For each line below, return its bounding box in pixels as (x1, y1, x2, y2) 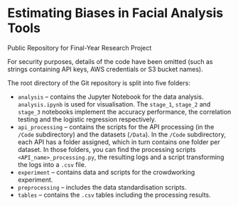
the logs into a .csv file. (17, 160, 87, 168)
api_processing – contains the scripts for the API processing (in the (17, 122, 215, 131)
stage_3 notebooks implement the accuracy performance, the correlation (17, 107, 232, 116)
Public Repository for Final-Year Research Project (7, 43, 152, 52)
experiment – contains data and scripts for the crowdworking (17, 168, 195, 176)
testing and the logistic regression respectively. (17, 115, 156, 124)
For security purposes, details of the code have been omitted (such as (7, 57, 213, 65)
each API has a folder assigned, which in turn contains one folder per (17, 137, 220, 146)
